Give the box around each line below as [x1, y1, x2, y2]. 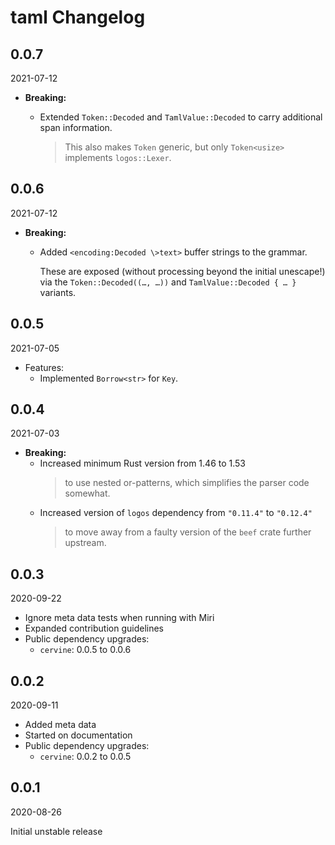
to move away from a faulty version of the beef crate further [64, 526, 312, 538]
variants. [39, 286, 77, 298]
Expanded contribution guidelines [24, 622, 165, 635]
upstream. [64, 537, 107, 549]
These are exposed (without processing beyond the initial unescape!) [39, 265, 326, 277]
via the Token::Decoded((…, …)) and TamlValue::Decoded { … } [39, 276, 297, 288]
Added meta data [24, 719, 97, 731]
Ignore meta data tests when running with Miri [24, 612, 215, 624]
